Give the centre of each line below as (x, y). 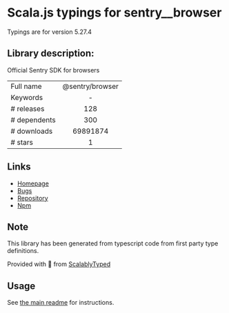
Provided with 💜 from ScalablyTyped (59, 264)
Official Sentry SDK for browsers (53, 70)
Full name (27, 86)
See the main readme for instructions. (61, 303)
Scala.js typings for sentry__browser (114, 13)
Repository (32, 198)
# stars (22, 142)
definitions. (23, 251)
